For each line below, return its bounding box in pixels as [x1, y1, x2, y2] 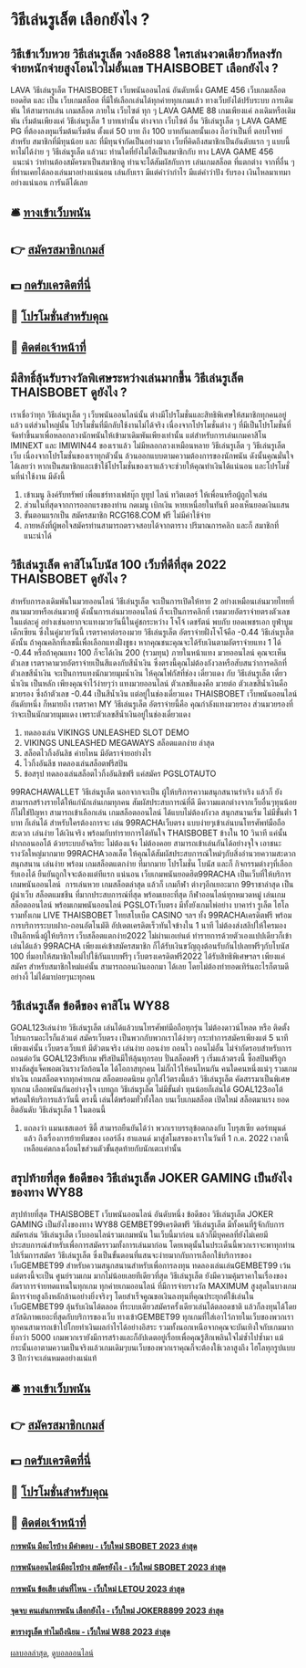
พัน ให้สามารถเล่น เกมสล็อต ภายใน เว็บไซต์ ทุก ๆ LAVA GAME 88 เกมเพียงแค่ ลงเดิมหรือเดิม [10, 105, 296, 116]
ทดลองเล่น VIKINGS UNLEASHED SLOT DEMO [23, 727, 189, 738]
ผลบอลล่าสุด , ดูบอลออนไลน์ [10, 1647, 94, 1658]
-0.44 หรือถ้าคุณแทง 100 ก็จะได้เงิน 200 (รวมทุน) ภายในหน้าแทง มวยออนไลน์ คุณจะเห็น [10, 646, 287, 657]
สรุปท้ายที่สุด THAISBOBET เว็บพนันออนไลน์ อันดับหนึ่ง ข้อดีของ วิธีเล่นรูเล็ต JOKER [10, 1209, 274, 1220]
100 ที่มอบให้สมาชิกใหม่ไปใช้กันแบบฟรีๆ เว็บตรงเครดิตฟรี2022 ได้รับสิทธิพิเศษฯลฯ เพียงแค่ [10, 950, 286, 961]
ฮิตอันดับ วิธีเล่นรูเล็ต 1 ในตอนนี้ [10, 1105, 106, 1116]
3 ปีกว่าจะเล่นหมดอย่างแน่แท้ [10, 1352, 97, 1364]
